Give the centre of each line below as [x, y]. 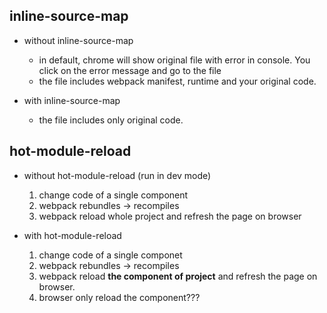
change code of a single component [113, 195]
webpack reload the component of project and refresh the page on [178, 276]
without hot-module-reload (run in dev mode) [117, 175]
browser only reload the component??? [119, 297]
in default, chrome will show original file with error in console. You [174, 60]
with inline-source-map [72, 100]
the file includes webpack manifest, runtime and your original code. [177, 81]
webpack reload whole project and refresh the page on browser [170, 216]
